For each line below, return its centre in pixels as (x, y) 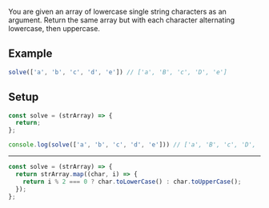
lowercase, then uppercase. (54, 28)
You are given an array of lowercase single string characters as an (117, 12)
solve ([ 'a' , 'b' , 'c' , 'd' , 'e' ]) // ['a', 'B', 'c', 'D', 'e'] (118, 72)
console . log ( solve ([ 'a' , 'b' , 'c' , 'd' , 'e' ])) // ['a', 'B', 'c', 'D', (132, 145)
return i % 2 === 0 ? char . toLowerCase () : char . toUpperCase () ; (132, 182)
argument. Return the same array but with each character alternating (122, 20)
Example (30, 54)
